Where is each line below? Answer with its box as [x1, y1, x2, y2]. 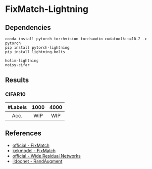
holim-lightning [5, 58, 39, 63]
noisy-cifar [5, 63, 30, 68]
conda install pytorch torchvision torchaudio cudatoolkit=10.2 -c [5, 36, 148, 41]
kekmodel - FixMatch [12, 148, 56, 154]
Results [5, 76, 29, 84]
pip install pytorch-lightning [5, 45, 70, 50]
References [5, 129, 42, 138]
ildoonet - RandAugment [12, 158, 63, 164]
